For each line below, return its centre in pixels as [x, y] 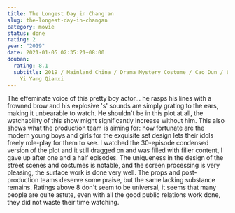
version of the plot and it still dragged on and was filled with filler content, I [115, 150]
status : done [26, 33]
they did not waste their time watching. [63, 203]
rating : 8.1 [31, 66]
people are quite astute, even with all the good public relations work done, [114, 195]
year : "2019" [26, 46]
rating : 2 [22, 40]
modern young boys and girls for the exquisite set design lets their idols [111, 135]
